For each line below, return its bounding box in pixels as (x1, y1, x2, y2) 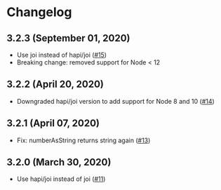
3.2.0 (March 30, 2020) (6, 156, 112, 168)
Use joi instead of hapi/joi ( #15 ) (16, 50, 107, 59)
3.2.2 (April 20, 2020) (6, 79, 105, 90)
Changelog (6, 4, 72, 20)
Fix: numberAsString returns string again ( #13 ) (16, 136, 151, 144)
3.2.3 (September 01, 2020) (6, 32, 130, 44)
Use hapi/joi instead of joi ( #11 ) (16, 175, 106, 183)
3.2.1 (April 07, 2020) (6, 117, 100, 130)
